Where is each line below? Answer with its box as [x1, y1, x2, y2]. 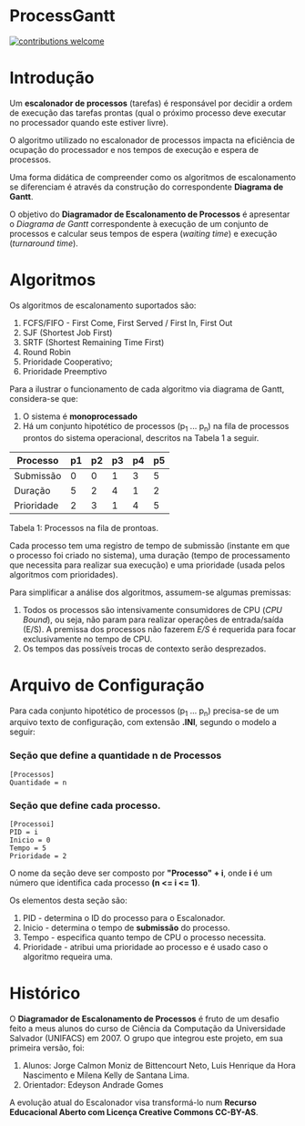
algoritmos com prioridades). [9, 568, 118, 579]
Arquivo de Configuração [9, 675, 205, 695]
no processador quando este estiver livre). [9, 117, 168, 128]
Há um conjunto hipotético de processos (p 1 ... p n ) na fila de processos [22, 420, 290, 434]
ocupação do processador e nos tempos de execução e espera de [9, 144, 259, 155]
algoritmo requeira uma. [22, 951, 114, 962]
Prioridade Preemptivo [22, 365, 107, 376]
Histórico [9, 983, 81, 1004]
